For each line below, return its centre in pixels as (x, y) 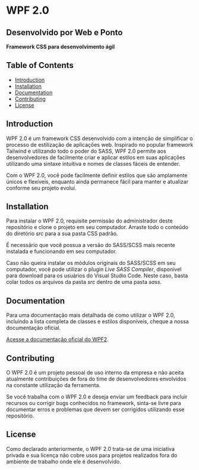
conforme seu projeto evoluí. (41, 188)
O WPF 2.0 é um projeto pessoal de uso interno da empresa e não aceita (95, 373)
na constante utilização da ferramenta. (53, 385)
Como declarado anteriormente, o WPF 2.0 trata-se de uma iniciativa (91, 449)
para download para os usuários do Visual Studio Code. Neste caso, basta (97, 276)
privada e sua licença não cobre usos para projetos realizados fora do (92, 455)
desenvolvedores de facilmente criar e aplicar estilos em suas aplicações (96, 157)
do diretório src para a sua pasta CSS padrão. (62, 234)
